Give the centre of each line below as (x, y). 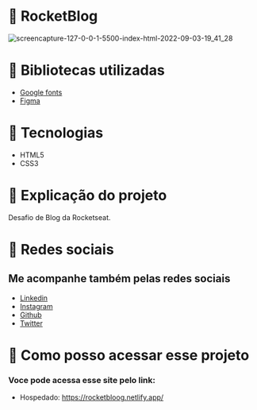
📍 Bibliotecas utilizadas (86, 70)
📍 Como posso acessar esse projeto (129, 355)
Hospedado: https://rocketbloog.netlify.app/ (92, 397)
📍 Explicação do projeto (88, 195)
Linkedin (34, 298)
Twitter (31, 323)
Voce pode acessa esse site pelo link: (82, 380)
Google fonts (41, 92)
